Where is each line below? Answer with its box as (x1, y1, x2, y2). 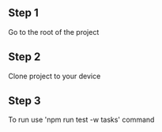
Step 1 (8, 6, 40, 20)
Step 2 (8, 51, 41, 64)
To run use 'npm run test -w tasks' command (8, 115, 155, 125)
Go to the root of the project (8, 27, 100, 36)
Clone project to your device (8, 71, 101, 81)
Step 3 (8, 94, 41, 107)
